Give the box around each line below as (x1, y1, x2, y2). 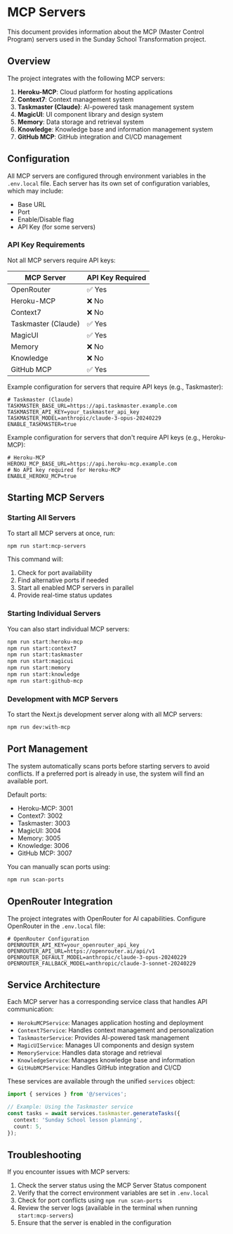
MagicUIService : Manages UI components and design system (17, 1041, 194, 1050)
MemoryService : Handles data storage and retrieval (17, 1048, 162, 1057)
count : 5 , (13, 1123, 42, 1130)
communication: (7, 1005, 54, 1013)
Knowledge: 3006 (17, 841, 69, 849)
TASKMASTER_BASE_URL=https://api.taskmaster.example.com (7, 402, 178, 409)
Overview (7, 56, 51, 68)
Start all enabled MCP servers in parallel (17, 584, 134, 592)
